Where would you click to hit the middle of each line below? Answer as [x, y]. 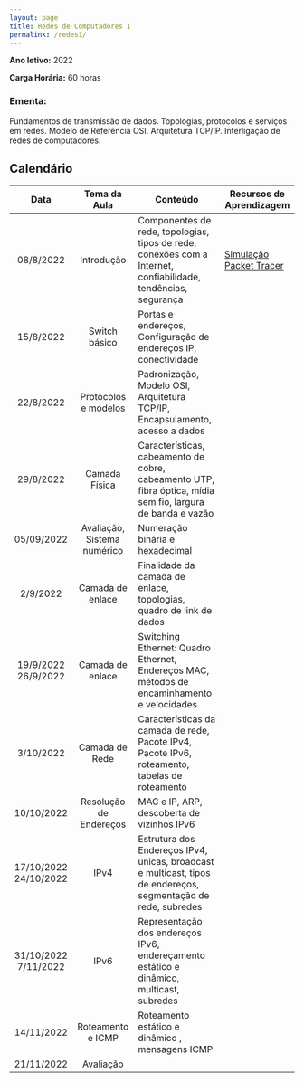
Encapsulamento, [175, 420]
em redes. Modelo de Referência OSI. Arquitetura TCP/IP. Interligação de [145, 130]
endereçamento [172, 955]
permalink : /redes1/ [48, 34]
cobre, [152, 469]
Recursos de [257, 194]
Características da [176, 719]
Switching [159, 637]
